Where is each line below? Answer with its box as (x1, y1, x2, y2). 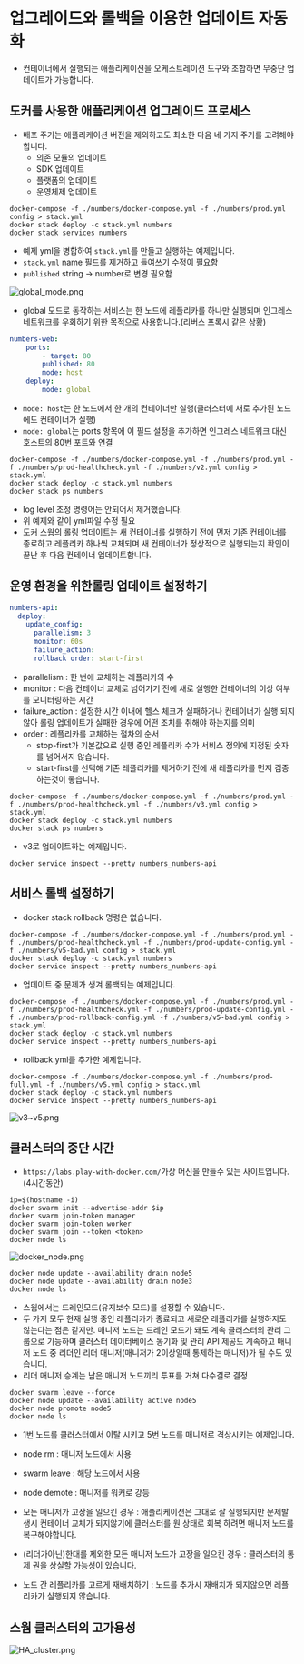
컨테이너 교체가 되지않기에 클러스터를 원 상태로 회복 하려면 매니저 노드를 (39, 1518, 295, 1529)
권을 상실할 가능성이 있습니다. (32, 1560, 137, 1571)
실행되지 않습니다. (46, 1590, 111, 1601)
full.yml (9, 1079, 43, 1089)
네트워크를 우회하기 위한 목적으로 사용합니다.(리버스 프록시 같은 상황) (22, 316, 267, 327)
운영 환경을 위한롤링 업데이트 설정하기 (9, 578, 208, 594)
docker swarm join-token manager (9, 1211, 136, 1221)
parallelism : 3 (33, 628, 92, 637)
